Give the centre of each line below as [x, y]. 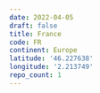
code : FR [25, 42]
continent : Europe [43, 50]
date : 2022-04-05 [42, 17]
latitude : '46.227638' [51, 58]
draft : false [33, 26]
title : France [36, 34]
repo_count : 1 [36, 75]
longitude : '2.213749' [51, 67]
